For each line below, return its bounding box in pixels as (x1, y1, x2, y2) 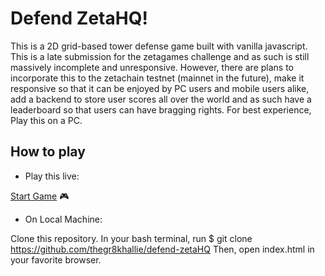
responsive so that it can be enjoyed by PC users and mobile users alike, (10, 82, 310, 94)
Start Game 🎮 (10, 190, 70, 202)
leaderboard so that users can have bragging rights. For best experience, (10, 103, 312, 116)
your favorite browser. (10, 253, 102, 266)
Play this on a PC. (10, 114, 83, 126)
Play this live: (24, 170, 80, 182)
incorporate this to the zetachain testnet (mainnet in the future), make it (10, 72, 305, 84)
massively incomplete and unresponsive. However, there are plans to (10, 61, 295, 73)
